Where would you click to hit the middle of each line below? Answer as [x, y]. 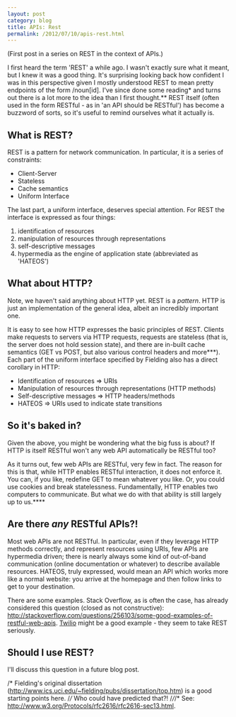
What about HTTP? [50, 283]
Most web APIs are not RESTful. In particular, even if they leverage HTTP [113, 541]
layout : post [26, 14]
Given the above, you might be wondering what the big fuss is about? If [111, 443]
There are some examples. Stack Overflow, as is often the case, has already [118, 600]
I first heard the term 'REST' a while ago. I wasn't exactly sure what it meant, [118, 67]
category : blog [30, 21]
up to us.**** [26, 501]
